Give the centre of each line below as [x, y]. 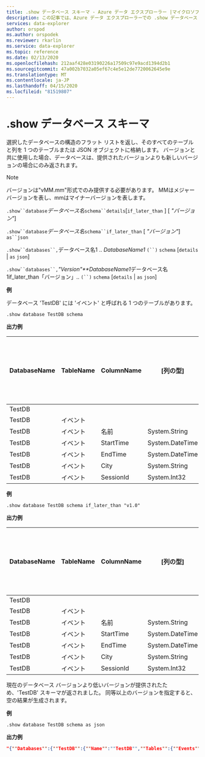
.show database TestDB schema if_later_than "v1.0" [73, 505]
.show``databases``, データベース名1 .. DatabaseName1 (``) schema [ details [102, 249]
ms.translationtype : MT [37, 75]
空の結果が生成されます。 [38, 700]
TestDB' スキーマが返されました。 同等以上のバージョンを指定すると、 [107, 692]
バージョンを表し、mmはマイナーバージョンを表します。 [77, 197]
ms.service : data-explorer [41, 47]
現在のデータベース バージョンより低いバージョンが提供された [85, 685]
